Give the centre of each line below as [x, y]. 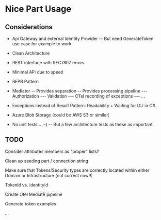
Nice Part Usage [38, 9]
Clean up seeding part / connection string [47, 161]
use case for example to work [42, 44]
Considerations [29, 27]
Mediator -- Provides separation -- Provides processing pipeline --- [80, 91]
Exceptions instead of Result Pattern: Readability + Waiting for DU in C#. [84, 105]
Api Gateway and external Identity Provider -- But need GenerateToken [83, 38]
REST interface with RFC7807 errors [48, 63]
